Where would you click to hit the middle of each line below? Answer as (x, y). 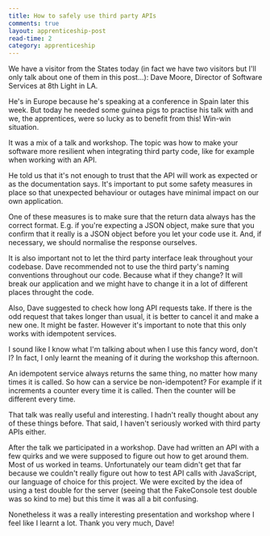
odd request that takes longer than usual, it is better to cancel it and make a (134, 317)
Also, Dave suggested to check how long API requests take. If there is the (130, 308)
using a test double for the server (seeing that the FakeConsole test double (133, 490)
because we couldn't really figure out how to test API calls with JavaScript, (133, 473)
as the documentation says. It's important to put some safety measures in (131, 184)
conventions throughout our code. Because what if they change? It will (126, 276)
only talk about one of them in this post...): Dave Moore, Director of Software (135, 77)
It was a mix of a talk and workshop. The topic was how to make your (123, 143)
